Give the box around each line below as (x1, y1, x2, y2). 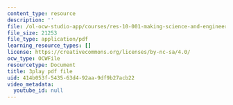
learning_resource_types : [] (7, 42, 92, 49)
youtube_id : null (13, 87, 64, 94)
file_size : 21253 (7, 29, 58, 37)
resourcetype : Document (7, 61, 76, 68)
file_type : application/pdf (7, 36, 89, 43)
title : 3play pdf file (7, 68, 73, 75)
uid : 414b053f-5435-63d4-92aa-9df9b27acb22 (7, 74, 135, 82)
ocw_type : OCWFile (7, 55, 60, 62)
